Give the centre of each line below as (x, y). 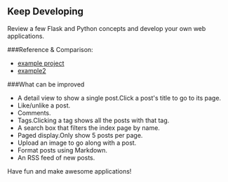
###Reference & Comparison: (50, 49)
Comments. (34, 112)
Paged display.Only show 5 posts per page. (80, 135)
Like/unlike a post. (44, 105)
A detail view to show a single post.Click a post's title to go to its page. (119, 98)
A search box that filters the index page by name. (88, 128)
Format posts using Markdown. (62, 150)
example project (41, 63)
